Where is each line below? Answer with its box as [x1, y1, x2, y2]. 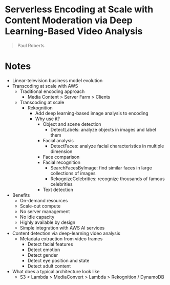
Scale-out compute [19, 203, 61, 209]
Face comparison [42, 154, 80, 160]
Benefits [12, 192, 30, 198]
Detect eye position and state [27, 257, 90, 263]
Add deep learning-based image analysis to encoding [35, 110, 149, 116]
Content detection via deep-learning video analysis [12, 230, 121, 236]
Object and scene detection [42, 121, 101, 127]
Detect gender [27, 252, 58, 258]
